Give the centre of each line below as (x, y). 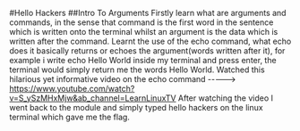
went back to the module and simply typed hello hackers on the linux (136, 107)
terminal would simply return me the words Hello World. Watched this (137, 70)
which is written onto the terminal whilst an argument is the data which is (144, 32)
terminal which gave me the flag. (69, 117)
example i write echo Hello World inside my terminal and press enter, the (143, 60)
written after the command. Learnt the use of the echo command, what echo (150, 41)
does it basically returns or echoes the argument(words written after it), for (147, 51)
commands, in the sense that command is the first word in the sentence (141, 22)
